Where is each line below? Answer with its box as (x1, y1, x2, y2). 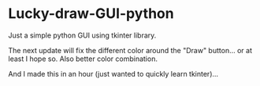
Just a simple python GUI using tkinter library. (8, 30, 157, 40)
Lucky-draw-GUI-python (8, 5, 175, 23)
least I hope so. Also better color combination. (8, 54, 158, 63)
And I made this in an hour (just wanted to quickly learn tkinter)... (8, 69, 219, 78)
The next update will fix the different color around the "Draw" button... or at (8, 45, 252, 55)
